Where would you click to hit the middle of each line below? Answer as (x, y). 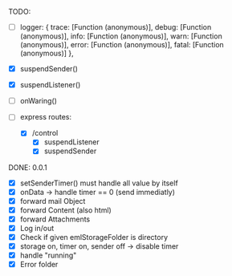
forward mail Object (53, 201)
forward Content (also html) (66, 210)
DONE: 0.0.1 (28, 167)
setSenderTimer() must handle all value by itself (99, 183)
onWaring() (39, 101)
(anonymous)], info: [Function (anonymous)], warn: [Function (121, 36)
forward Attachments (55, 219)
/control (45, 133)
